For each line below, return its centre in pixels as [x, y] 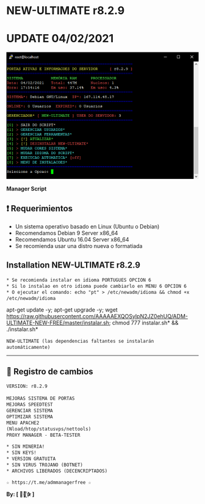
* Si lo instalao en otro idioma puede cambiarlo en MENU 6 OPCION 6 [97, 286]
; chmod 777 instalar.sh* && [144, 323]
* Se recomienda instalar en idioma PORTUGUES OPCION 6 [79, 280]
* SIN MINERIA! [26, 447]
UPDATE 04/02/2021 [60, 39]
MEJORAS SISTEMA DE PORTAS [41, 399]
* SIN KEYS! [21, 453]
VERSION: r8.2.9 [27, 386]
